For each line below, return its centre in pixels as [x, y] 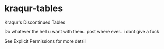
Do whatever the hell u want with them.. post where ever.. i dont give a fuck [82, 31]
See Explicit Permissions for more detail [45, 41]
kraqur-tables [34, 9]
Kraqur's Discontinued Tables [35, 22]
